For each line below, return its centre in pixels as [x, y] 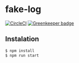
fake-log [23, 9]
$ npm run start [22, 55]
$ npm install [20, 51]
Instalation [22, 39]
